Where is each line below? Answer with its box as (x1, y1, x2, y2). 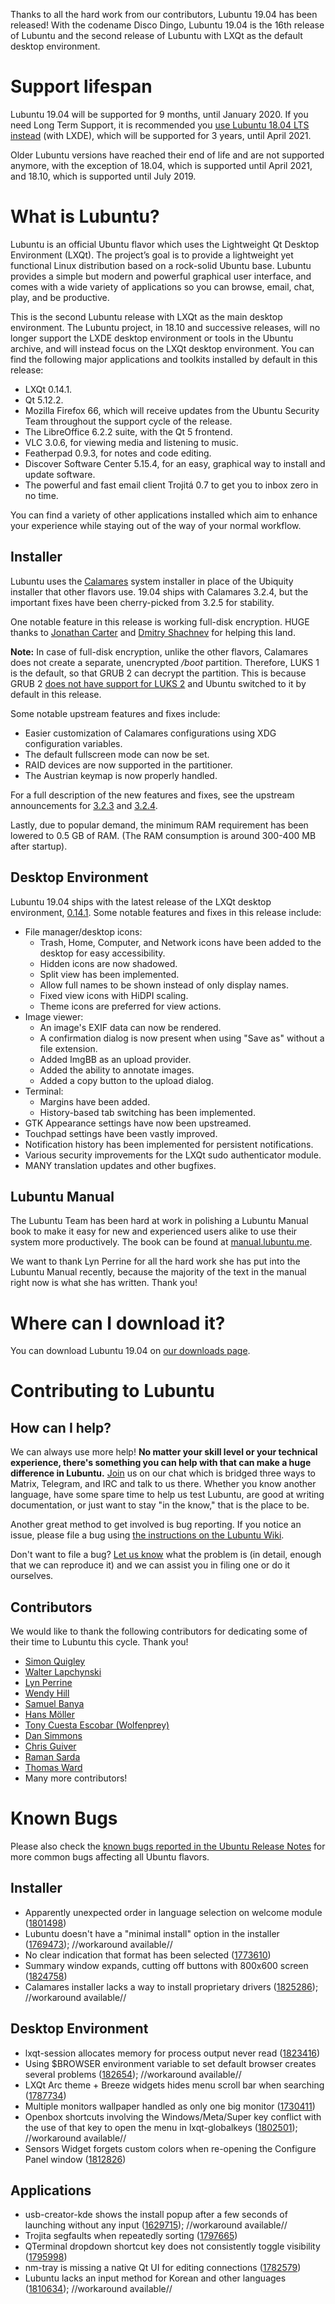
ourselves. (10, 1570, 54, 1582)
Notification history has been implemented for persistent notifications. (24, 1138, 314, 1150)
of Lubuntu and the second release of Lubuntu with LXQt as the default (10, 30, 303, 41)
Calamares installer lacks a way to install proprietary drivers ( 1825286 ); (24, 1980, 319, 1993)
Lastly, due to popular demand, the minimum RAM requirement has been (10, 819, 309, 831)
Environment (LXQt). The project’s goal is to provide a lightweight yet (10, 249, 294, 261)
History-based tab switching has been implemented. (39, 1106, 256, 1118)
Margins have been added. (39, 1095, 151, 1108)
